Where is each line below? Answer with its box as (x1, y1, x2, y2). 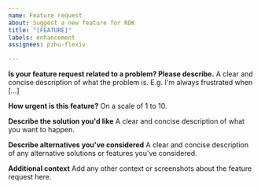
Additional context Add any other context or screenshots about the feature (8, 164, 252, 173)
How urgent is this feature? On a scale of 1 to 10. (8, 102, 167, 111)
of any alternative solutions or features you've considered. (8, 149, 198, 158)
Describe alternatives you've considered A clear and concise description (8, 140, 249, 150)
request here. (8, 172, 52, 182)
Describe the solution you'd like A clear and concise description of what (8, 117, 245, 126)
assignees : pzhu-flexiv (8, 41, 86, 49)
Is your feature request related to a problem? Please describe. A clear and (8, 69, 253, 79)
